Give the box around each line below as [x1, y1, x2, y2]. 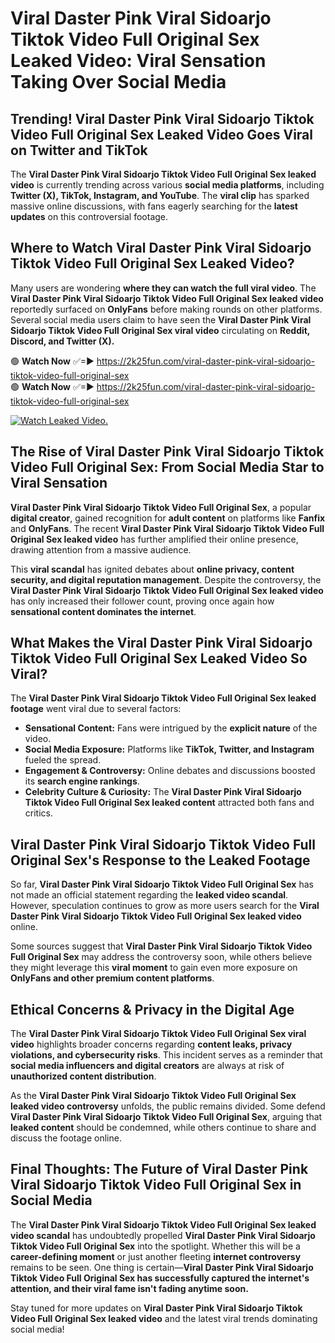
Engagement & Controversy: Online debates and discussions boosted [24, 765, 316, 777]
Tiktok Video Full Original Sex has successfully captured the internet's [10, 1272, 310, 1284]
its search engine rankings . [24, 775, 140, 787]
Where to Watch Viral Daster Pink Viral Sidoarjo [10, 240, 312, 257]
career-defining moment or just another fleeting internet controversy [10, 1250, 302, 1262]
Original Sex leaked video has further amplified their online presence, [10, 533, 299, 545]
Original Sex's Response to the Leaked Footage [10, 852, 311, 869]
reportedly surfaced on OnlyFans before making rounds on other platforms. [10, 303, 323, 315]
